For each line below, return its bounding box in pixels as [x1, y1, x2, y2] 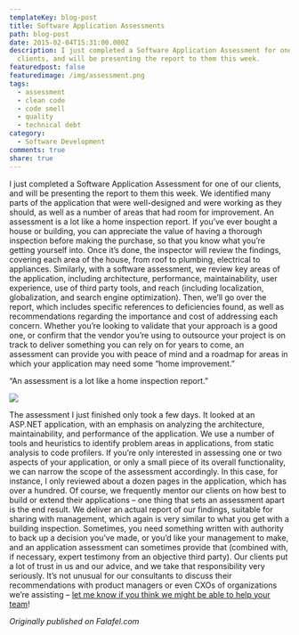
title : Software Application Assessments [9, 21, 166, 30]
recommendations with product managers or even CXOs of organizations [9, 580, 278, 590]
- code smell [17, 104, 66, 113]
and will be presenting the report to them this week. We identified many [9, 188, 271, 199]
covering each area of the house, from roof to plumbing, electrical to [9, 254, 261, 265]
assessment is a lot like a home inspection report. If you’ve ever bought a [9, 216, 278, 227]
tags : [9, 79, 29, 88]
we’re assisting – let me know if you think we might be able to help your [9, 589, 271, 599]
